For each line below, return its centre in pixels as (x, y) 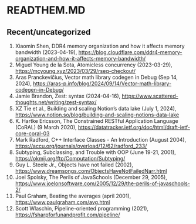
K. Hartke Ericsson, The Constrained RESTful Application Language (97, 121)
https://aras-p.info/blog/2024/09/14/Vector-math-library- (102, 83)
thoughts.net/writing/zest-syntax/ (56, 102)
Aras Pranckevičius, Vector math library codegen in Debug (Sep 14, (97, 77)
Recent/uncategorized (49, 32)
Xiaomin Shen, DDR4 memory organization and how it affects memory (100, 46)
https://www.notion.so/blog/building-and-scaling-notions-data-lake (97, 115)
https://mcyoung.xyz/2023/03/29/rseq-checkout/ (75, 71)
